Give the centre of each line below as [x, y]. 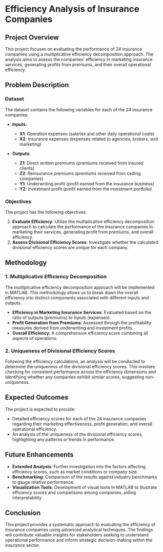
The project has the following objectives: [46, 212]
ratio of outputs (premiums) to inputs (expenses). [61, 317]
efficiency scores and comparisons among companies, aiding [74, 492]
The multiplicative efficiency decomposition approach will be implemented [80, 287]
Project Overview [32, 37]
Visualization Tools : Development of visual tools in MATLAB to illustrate [84, 487]
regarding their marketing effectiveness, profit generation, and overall [82, 424]
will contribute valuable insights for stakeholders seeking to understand [77, 535]
